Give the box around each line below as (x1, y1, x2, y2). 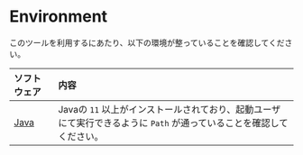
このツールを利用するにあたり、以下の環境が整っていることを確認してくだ (9, 37, 285, 48)
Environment (9, 6, 108, 27)
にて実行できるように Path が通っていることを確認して (58, 116, 289, 129)
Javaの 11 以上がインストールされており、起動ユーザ (58, 103, 281, 115)
